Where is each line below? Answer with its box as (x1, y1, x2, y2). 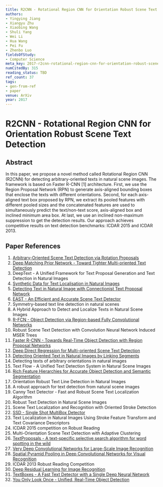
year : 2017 (5, 98, 28, 102)
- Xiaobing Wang (5, 25, 38, 30)
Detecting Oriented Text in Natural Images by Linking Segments (12, 353, 139, 358)
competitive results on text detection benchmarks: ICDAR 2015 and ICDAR (5, 223, 153, 229)
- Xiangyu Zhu (5, 20, 34, 26)
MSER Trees (12, 332, 37, 338)
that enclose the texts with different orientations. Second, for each (5, 192, 138, 198)
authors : (5, 12, 23, 17)
